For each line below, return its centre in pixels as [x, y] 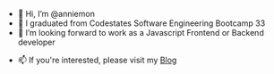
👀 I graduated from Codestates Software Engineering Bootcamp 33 [141, 23]
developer [36, 42]
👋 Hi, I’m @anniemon [56, 14]
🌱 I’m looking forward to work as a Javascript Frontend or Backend [141, 33]
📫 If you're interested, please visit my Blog [97, 60]
